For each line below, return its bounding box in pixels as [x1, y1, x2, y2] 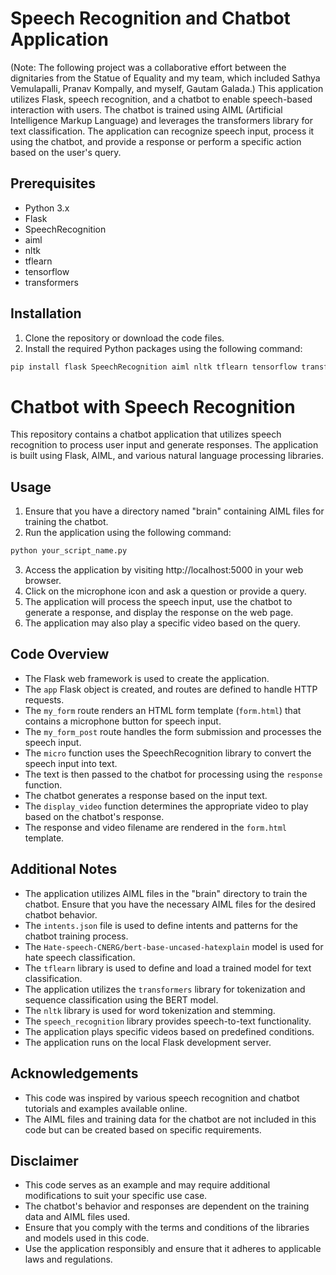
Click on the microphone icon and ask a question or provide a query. [24, 585, 307, 597]
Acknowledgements [10, 1065, 139, 1082]
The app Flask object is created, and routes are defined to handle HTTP [24, 683, 318, 695]
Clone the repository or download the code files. [24, 332, 225, 344]
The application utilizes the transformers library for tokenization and [24, 983, 306, 995]
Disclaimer [10, 1152, 79, 1169]
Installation [10, 305, 82, 322]
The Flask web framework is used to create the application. [24, 672, 270, 684]
